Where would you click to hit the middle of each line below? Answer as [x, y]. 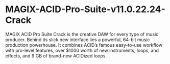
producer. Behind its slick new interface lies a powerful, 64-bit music [78, 40]
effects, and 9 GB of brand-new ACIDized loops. [56, 56]
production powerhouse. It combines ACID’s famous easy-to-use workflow [84, 45]
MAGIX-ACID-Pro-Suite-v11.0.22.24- [85, 9]
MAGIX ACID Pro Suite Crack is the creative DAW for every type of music [82, 34]
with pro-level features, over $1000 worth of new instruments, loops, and [82, 50]
